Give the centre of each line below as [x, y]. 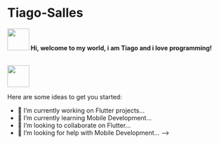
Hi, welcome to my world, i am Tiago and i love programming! [121, 48]
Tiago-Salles [45, 13]
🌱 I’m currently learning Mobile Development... [85, 117]
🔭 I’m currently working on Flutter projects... [81, 110]
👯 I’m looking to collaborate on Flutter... [74, 125]
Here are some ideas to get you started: [65, 96]
